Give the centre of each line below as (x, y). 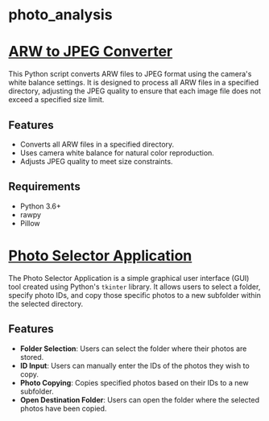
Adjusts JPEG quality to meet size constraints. (96, 161)
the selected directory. (46, 303)
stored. (32, 357)
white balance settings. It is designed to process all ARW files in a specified (134, 83)
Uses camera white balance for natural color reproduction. (117, 153)
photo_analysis (60, 15)
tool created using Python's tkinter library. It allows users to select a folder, (134, 287)
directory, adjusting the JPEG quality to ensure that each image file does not (135, 91)
